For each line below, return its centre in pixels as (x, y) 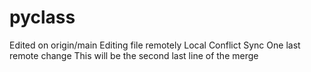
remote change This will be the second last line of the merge (134, 55)
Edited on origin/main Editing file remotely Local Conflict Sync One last (155, 45)
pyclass (42, 17)
